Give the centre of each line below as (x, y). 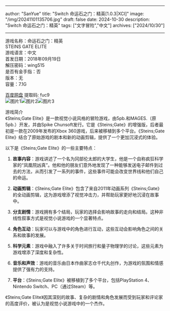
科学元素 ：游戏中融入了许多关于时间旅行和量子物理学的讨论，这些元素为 (88, 246)
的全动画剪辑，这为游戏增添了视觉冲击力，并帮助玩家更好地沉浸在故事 (86, 195)
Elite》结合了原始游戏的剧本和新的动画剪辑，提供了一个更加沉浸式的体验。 (83, 137)
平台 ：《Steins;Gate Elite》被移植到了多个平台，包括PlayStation (78, 280)
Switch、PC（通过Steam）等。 (65, 286)
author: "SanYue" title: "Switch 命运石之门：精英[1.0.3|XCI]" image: (75, 14)
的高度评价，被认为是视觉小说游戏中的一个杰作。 (56, 303)
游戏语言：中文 (21, 53)
